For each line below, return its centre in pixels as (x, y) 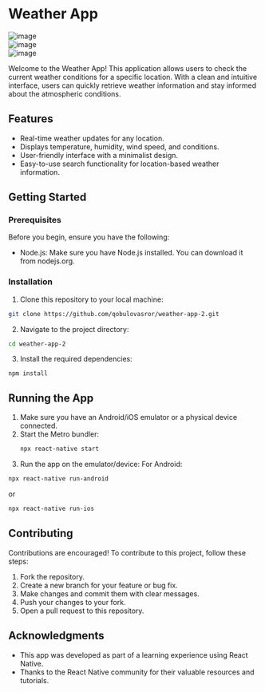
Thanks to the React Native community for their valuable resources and (137, 672)
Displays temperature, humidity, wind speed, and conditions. (119, 146)
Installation (31, 282)
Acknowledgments (57, 636)
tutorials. (34, 680)
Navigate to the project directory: (74, 329)
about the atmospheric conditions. (65, 93)
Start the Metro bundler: (59, 434)
